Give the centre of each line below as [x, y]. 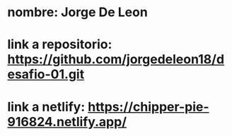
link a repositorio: [60, 45]
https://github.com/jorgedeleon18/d [116, 60]
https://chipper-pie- [148, 107]
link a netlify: [46, 107]
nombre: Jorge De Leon [78, 12]
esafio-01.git [46, 74]
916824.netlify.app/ [67, 122]
